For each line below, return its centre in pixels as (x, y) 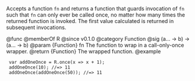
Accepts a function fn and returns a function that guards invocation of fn (95, 9)
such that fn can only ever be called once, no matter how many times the (96, 15)
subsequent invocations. (36, 27)
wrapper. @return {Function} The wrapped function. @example (84, 51)
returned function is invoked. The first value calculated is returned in (90, 21)
